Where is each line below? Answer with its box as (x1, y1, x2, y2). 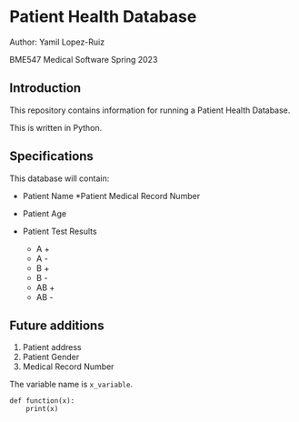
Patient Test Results (22, 226, 97, 236)
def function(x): (9, 397, 75, 406)
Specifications (9, 148, 94, 165)
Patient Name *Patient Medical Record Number (22, 190, 201, 201)
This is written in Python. (9, 122, 103, 133)
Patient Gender (22, 352, 80, 363)
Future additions (9, 317, 105, 333)
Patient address (22, 342, 82, 353)
